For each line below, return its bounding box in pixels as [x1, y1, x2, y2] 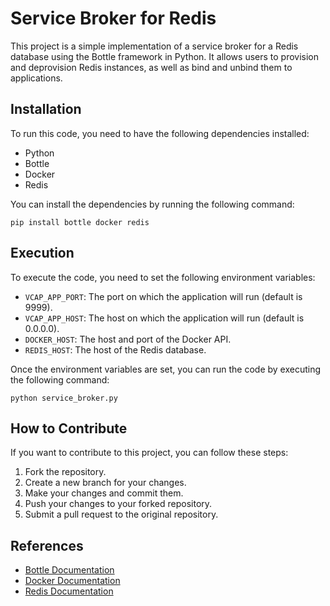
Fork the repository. [24, 466, 107, 478]
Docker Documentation [24, 575, 121, 587]
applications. [10, 72, 63, 84]
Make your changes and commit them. [24, 487, 184, 499]
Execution [10, 245, 75, 262]
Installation [10, 101, 82, 118]
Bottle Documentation [24, 564, 115, 576]
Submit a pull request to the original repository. [24, 508, 219, 521]
